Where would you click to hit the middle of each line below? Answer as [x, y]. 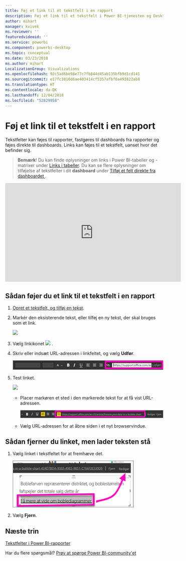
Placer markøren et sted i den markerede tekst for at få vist [81, 398]
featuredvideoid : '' [27, 37]
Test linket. [24, 378]
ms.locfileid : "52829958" [32, 100]
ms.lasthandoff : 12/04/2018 [35, 95]
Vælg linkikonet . [33, 344]
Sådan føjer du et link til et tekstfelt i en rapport [80, 296]
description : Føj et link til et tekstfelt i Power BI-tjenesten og [78, 16]
